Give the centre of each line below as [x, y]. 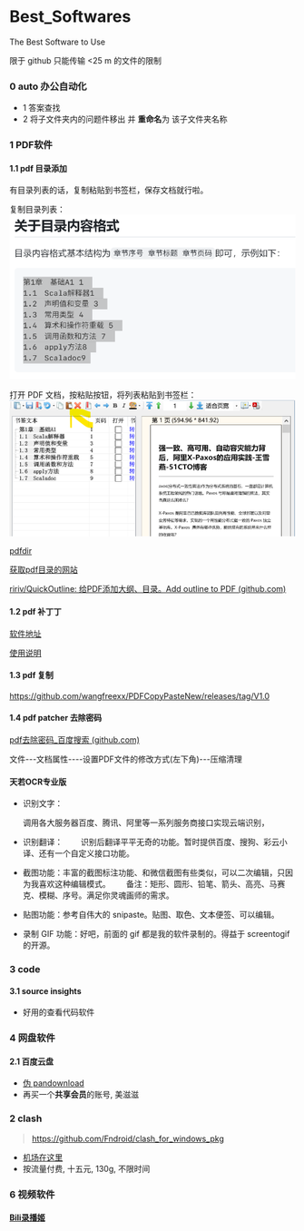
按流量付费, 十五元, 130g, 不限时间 [86, 1168]
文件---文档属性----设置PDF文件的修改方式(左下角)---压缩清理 [126, 759]
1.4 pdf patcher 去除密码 [56, 718]
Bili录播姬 [27, 1217]
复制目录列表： [37, 210]
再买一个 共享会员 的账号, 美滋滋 [80, 1095]
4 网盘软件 [33, 1039]
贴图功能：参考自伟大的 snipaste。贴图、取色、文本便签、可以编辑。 [151, 915]
